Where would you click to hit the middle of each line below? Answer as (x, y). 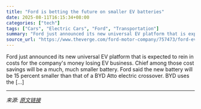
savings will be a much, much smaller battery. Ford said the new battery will (100, 69)
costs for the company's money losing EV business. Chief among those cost (100, 63)
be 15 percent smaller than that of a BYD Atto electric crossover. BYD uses (98, 76)
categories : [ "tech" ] (33, 23)
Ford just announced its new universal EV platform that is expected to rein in (100, 57)
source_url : (21, 40)
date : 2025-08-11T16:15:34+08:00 (48, 17)
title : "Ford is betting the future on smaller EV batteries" (85, 12)
